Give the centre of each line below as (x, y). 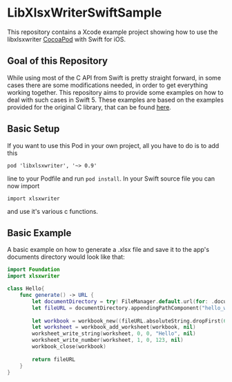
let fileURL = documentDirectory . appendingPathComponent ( (117, 308)
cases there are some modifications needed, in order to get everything (108, 85)
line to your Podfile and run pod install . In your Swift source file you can (111, 179)
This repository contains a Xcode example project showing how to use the (113, 32)
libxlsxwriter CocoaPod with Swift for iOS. (67, 39)
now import (23, 185)
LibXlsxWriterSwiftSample (85, 13)
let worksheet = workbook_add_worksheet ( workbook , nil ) (114, 327)
